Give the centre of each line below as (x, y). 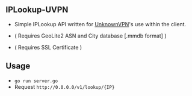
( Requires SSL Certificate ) (48, 47)
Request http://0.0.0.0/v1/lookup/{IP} (64, 86)
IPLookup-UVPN (37, 10)
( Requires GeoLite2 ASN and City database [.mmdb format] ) (90, 36)
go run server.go (36, 81)
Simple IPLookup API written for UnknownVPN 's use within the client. (100, 24)
